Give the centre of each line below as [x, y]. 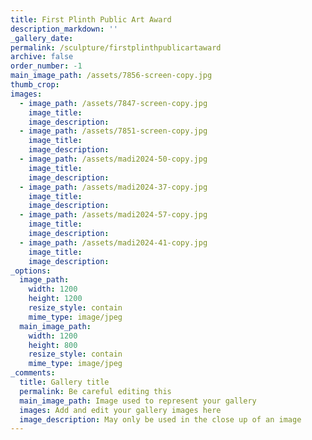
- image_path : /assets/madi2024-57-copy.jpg [113, 215]
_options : [31, 271]
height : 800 [53, 345]
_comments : [33, 373]
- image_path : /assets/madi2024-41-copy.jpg [113, 242]
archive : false [42, 57]
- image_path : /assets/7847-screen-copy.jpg [113, 103]
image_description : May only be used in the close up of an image [160, 419]
